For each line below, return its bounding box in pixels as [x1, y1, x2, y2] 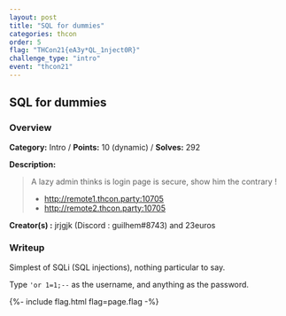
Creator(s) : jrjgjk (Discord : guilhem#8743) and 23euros [9, 220, 216, 230]
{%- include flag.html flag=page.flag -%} [9, 296, 159, 306]
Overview [9, 121, 52, 134]
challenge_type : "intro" [9, 54, 101, 63]
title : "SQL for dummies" [9, 21, 104, 30]
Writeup [9, 242, 45, 254]
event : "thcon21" [9, 63, 73, 72]
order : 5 [9, 37, 42, 47]
